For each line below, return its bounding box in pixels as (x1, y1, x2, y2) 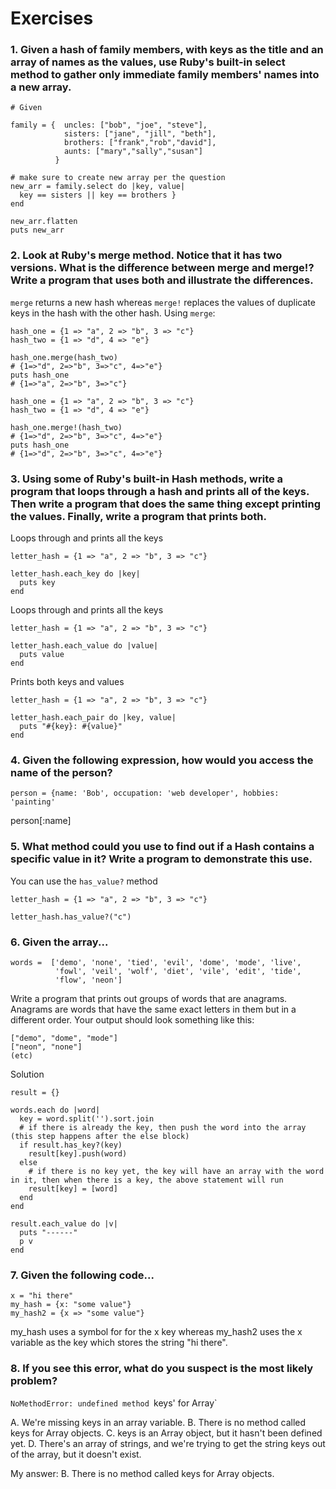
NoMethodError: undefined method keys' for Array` (10, 1397, 218, 1409)
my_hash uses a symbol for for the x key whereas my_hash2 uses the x (10, 1326, 303, 1338)
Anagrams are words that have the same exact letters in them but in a (10, 1003, 297, 1015)
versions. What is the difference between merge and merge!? (10, 261, 315, 275)
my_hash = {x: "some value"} (10, 1300, 132, 1310)
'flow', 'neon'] (54, 975, 123, 985)
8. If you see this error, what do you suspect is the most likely (10, 1362, 314, 1376)
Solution (10, 1068, 45, 1080)
